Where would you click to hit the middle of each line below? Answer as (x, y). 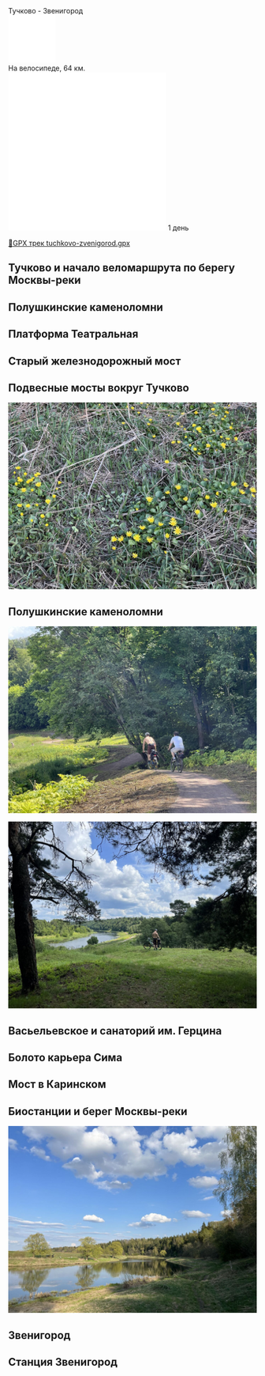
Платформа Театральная (73, 334)
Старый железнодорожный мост (95, 361)
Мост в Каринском (57, 1085)
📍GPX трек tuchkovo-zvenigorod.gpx (69, 243)
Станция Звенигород (63, 1362)
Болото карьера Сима (65, 1057)
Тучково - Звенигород (46, 11)
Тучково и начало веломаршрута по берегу (121, 268)
